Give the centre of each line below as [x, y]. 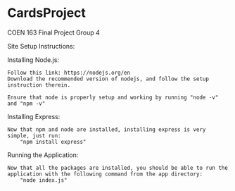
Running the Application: [43, 155]
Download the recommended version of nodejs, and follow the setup [108, 79]
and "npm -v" [26, 104]
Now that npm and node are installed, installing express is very [107, 129]
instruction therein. [39, 85]
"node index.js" [44, 180]
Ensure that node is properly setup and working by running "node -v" [113, 97]
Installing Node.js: [33, 60]
